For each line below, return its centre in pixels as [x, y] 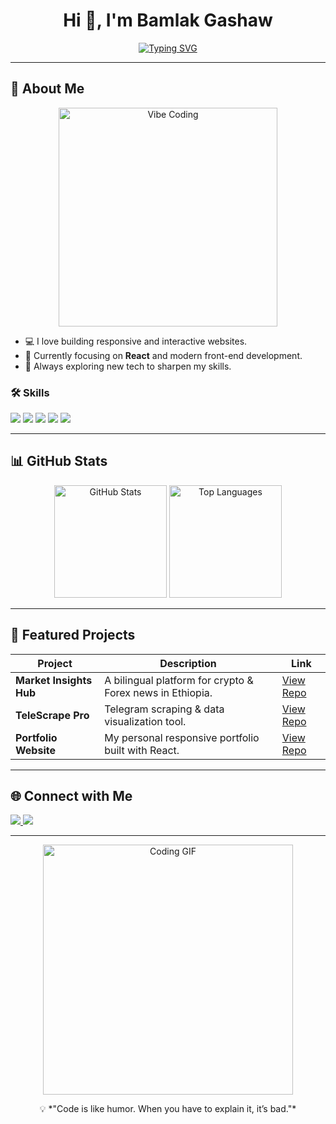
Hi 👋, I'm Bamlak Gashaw [168, 20]
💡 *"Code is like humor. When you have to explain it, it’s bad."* [168, 1109]
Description [188, 663]
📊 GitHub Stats [59, 461]
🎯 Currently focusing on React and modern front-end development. [163, 355]
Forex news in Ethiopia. [158, 692]
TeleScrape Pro [52, 715]
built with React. [142, 750]
